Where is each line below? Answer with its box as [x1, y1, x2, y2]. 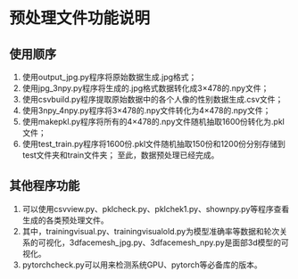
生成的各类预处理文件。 [21, 215, 109, 226]
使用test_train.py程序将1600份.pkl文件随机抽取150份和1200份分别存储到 [21, 139, 286, 149]
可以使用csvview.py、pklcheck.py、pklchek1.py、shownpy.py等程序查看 [21, 203, 290, 214]
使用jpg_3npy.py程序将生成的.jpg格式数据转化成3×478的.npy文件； [21, 83, 269, 94]
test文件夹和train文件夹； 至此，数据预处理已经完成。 [21, 150, 219, 160]
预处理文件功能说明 [9, 8, 151, 29]
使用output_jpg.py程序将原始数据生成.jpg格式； [21, 72, 197, 82]
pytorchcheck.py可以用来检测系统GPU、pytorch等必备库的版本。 [21, 259, 262, 270]
